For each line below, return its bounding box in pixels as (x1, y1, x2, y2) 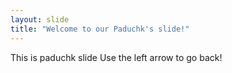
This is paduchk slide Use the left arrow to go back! (10, 51, 223, 63)
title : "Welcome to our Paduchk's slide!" (10, 24, 190, 34)
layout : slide (10, 14, 70, 25)
